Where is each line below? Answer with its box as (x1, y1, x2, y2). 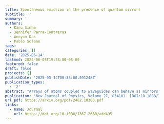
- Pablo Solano (9, 39, 41, 44)
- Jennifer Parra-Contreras (9, 30, 67, 35)
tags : (5, 43, 16, 48)
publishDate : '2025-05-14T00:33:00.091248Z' (5, 75, 97, 80)
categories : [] (5, 48, 36, 53)
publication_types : (5, 80, 45, 84)
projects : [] (5, 71, 32, 76)
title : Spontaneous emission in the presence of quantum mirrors (5, 7, 141, 12)
